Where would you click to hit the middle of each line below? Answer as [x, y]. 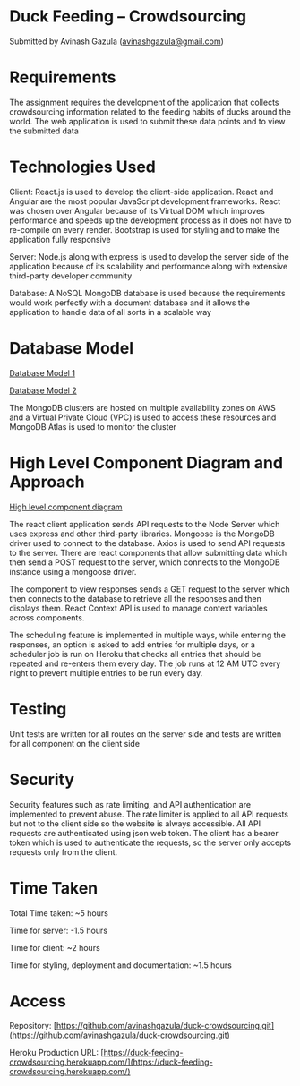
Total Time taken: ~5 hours [59, 913]
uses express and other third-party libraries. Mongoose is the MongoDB [142, 534]
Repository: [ [33, 1026]
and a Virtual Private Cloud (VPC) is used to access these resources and [143, 417]
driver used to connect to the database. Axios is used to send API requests [147, 543]
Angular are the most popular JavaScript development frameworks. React [145, 201]
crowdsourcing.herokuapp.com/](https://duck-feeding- [111, 1062]
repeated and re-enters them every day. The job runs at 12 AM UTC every [145, 663]
